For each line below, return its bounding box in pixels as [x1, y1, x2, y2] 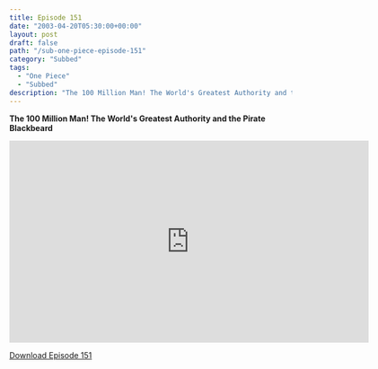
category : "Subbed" [9, 55, 83, 64]
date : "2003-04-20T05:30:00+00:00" [9, 22, 143, 31]
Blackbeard [9, 122, 54, 133]
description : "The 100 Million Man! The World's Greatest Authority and [9, 88, 287, 97]
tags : [9, 64, 30, 73]
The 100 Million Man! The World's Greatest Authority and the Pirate [9, 113, 266, 124]
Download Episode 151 [9, 349, 92, 360]
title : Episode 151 [9, 13, 83, 22]
